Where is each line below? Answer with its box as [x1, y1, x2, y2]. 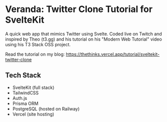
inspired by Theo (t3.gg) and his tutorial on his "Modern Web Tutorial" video [5, 36, 162, 42]
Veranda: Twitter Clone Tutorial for [5, 4, 153, 15]
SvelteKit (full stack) [12, 84, 55, 90]
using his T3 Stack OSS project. [5, 41, 71, 47]
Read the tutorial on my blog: [5, 51, 65, 57]
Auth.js [12, 95, 28, 101]
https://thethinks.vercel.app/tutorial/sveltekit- [66, 51, 160, 57]
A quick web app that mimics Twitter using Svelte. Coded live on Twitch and [5, 31, 162, 37]
